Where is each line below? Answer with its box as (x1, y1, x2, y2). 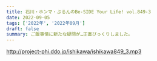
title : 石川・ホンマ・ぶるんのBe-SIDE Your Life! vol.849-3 (6, 8, 152, 15)
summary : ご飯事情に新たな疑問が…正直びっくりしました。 (6, 31, 133, 37)
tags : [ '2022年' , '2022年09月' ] (6, 20, 85, 26)
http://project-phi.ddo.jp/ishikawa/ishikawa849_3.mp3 (6, 48, 142, 55)
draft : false (6, 25, 39, 32)
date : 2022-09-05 (6, 14, 50, 21)
